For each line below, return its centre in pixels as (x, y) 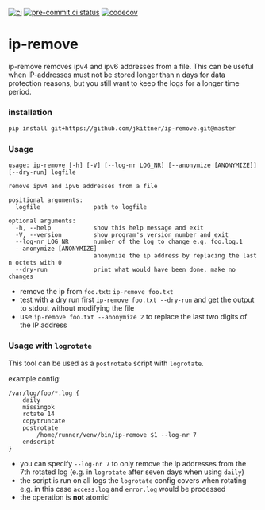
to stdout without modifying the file (77, 308)
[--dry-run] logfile (42, 172)
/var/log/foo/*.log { (44, 393)
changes (21, 277)
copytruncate (44, 421)
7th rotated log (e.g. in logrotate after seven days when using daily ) (132, 472)
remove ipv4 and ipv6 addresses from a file (83, 187)
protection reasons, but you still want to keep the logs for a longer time (124, 83)
